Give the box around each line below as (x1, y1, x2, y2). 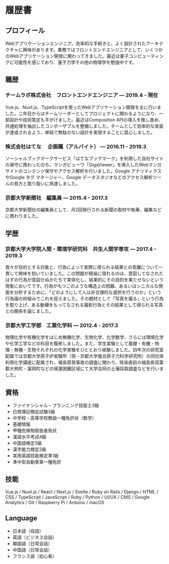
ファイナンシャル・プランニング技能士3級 (12, 403, 100, 409)
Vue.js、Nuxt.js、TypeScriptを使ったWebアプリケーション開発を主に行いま (5, 104, 162, 110)
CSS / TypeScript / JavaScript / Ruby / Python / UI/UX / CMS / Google (5, 494, 150, 500)
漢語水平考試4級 (12, 434, 47, 440)
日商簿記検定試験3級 (12, 409, 55, 415)
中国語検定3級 (12, 440, 42, 446)
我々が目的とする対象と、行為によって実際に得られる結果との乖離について (5, 264, 159, 270)
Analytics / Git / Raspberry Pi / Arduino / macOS (5, 499, 105, 505)
